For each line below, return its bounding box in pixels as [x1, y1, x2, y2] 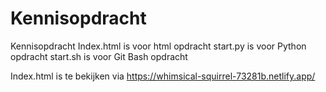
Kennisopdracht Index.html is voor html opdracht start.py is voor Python [10, 40, 307, 52]
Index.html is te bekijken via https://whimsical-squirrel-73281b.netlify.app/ [10, 70, 316, 82]
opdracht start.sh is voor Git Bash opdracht [10, 50, 188, 62]
